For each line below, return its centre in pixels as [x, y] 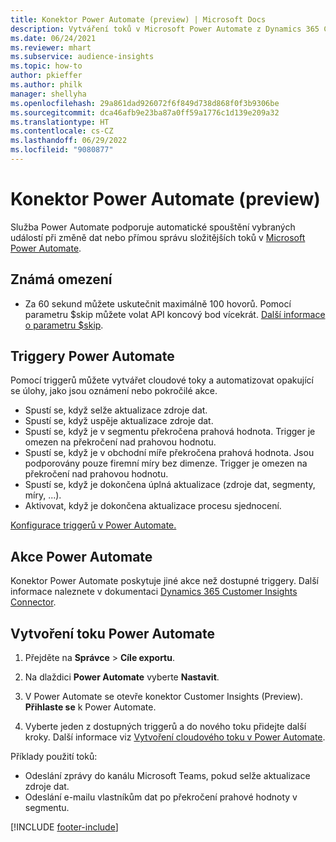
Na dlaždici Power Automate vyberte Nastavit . [122, 677]
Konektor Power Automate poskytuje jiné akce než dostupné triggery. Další [164, 581]
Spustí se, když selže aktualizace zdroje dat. [116, 410]
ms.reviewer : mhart [51, 47]
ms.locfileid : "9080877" [62, 150]
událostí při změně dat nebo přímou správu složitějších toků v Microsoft [158, 237]
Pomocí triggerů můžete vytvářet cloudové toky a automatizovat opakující [162, 380]
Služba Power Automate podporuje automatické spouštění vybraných [153, 227]
